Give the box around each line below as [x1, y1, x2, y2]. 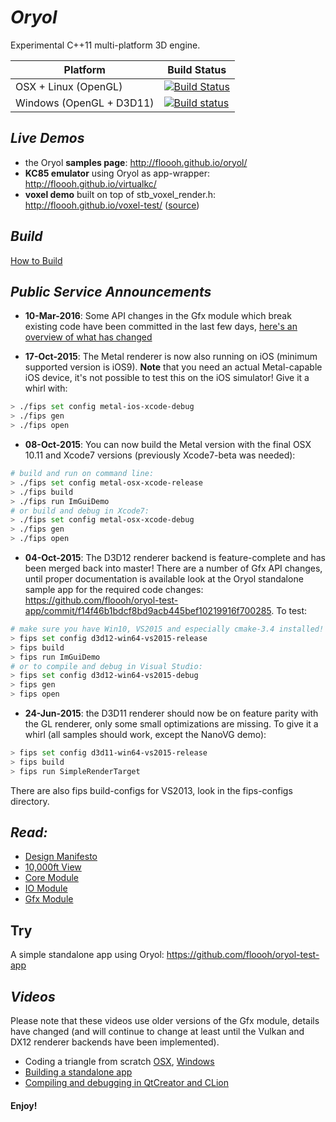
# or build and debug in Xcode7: [10, 506, 150, 516]
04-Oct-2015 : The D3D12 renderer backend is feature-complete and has [24, 552, 326, 563]
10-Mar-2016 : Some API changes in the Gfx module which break [24, 310, 292, 322]
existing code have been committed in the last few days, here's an [24, 321, 298, 333]
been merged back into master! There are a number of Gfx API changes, [24, 562, 323, 574]
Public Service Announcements [10, 283, 212, 300]
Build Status [167, 62, 227, 76]
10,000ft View [24, 861, 82, 873]
